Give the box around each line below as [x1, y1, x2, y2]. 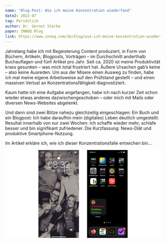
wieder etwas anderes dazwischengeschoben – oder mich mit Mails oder [5, 95, 154, 100]
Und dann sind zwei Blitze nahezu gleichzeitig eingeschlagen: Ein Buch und [5, 109, 159, 115]
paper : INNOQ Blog [5, 29, 43, 34]
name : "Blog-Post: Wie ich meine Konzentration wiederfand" [5, 8, 132, 13]
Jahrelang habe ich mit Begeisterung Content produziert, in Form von [5, 49, 146, 54]
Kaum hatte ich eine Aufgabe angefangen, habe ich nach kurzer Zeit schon [5, 90, 158, 95]
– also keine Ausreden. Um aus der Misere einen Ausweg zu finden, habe [5, 69, 154, 75]
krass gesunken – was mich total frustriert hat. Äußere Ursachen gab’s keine [5, 64, 161, 70]
